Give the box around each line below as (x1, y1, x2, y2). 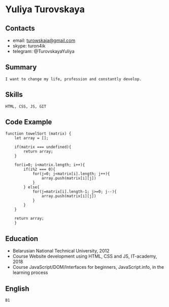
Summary (5, 63, 37, 72)
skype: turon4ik (12, 43, 46, 49)
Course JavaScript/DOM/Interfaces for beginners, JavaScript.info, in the (12, 264, 164, 270)
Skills (5, 90, 23, 99)
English (5, 284, 29, 293)
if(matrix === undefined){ (14, 144, 72, 150)
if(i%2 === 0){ (23, 167, 56, 172)
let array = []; (14, 136, 49, 141)
